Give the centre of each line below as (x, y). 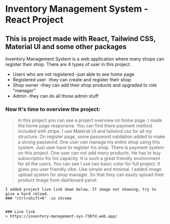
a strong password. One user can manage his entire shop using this (89, 142)
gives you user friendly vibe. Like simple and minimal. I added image (90, 169)
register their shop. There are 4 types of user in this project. (68, 64)
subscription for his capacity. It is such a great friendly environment (89, 159)
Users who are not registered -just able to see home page (74, 74)
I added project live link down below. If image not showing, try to (81, 190)
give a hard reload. (27, 194)
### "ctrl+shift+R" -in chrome (39, 198)
